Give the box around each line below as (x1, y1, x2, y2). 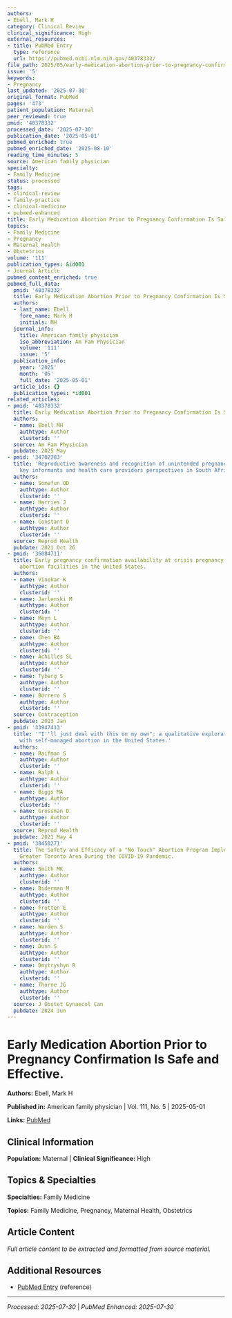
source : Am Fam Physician (13, 441, 88, 448)
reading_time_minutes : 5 (7, 152, 79, 159)
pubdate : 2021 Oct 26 (13, 544, 76, 551)
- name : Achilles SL (13, 653, 72, 661)
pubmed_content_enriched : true (7, 274, 97, 281)
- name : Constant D (13, 518, 70, 525)
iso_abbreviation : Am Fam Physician (19, 338, 126, 345)
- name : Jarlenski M (13, 596, 72, 603)
